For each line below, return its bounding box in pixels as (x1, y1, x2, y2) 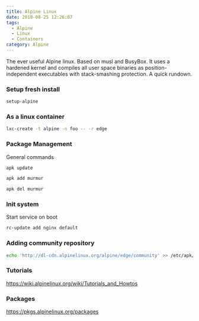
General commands (6, 153, 54, 160)
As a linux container (6, 112, 65, 121)
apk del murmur (6, 186, 44, 192)
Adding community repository (6, 239, 95, 247)
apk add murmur (6, 176, 44, 181)
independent (6, 70, 37, 77)
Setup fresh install (6, 85, 60, 93)
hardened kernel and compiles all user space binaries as (6, 64, 144, 71)
